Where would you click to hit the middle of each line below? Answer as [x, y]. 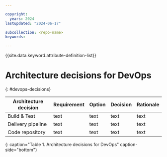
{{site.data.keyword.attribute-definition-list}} [51, 56]
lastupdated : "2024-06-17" [33, 23]
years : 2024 [22, 19]
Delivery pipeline [27, 124]
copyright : [16, 14]
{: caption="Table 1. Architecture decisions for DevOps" [62, 145]
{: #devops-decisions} [28, 89]
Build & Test [22, 116]
